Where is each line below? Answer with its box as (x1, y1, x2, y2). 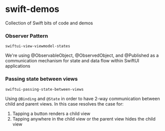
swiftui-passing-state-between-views (5, 87, 84, 92)
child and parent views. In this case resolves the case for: (5, 101, 124, 107)
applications (5, 63, 30, 69)
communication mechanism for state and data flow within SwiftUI (5, 58, 139, 64)
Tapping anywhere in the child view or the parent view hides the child (12, 116, 156, 122)
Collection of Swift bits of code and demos (5, 20, 93, 26)
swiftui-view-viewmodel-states (5, 44, 70, 49)
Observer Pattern (5, 32, 48, 39)
